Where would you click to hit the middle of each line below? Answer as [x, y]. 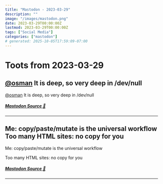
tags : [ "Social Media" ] [29, 32]
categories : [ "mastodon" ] [31, 37]
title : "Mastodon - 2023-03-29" [38, 9]
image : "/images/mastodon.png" [37, 18]
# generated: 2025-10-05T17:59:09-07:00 [47, 41]
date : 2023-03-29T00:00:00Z [33, 23]
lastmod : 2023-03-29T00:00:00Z [37, 28]
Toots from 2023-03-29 [55, 65]
